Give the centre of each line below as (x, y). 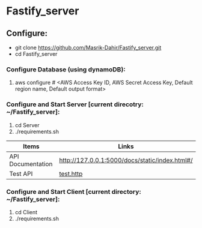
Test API (21, 173)
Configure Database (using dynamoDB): (66, 69)
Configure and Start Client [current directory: (74, 191)
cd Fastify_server (36, 54)
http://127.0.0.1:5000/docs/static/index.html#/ (126, 160)
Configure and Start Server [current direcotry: (75, 104)
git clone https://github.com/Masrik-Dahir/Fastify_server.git (88, 47)
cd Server (27, 125)
